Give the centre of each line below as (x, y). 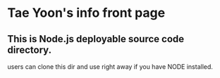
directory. (29, 50)
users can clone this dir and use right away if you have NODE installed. (110, 67)
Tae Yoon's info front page (86, 13)
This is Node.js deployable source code (96, 39)
